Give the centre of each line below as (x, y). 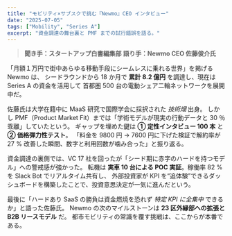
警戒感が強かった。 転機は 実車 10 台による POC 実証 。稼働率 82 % (127, 167)
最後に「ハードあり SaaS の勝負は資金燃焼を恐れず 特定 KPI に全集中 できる (115, 199)
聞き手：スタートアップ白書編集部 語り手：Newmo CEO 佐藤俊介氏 (120, 53)
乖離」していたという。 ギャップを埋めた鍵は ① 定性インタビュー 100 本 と (115, 126)
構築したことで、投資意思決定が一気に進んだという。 (119, 185)
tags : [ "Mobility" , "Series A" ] (54, 26)
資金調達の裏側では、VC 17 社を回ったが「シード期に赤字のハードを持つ (110, 159)
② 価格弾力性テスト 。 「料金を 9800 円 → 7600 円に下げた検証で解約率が (114, 135)
